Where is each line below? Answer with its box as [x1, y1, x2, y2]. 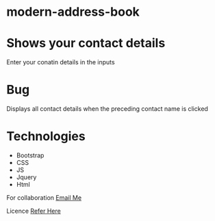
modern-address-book [6, 4, 140, 20]
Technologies [6, 129, 86, 144]
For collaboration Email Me [6, 194, 82, 202]
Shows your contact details [6, 36, 166, 51]
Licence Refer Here [6, 207, 61, 215]
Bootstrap [16, 151, 45, 159]
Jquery [16, 173, 37, 181]
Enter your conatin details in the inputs [6, 58, 115, 66]
